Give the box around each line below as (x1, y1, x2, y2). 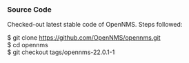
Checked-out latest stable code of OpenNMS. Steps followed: (7, 21, 183, 29)
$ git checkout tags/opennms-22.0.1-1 (7, 48, 115, 56)
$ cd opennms (7, 41, 48, 49)
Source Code (7, 5, 52, 14)
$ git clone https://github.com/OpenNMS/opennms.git (7, 34, 161, 42)
